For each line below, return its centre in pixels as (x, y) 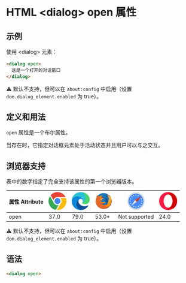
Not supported (136, 217)
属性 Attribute (26, 202)
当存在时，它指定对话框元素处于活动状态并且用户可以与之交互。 (85, 145)
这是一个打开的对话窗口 (36, 70)
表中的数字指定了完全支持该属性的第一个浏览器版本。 (72, 182)
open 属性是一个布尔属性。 (39, 133)
